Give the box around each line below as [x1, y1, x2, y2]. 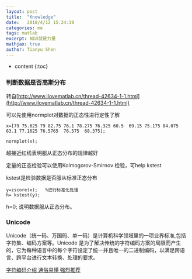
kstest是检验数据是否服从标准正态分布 [6, 174, 97, 181]
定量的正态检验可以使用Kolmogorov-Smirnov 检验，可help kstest [6, 162, 162, 169]
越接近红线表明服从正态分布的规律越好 [6, 150, 98, 157]
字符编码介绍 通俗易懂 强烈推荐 [6, 267, 81, 274]
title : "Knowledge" [6, 14, 57, 20]
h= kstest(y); [6, 192, 41, 198]
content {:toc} [14, 63, 48, 70]
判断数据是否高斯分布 [6, 78, 66, 87]
